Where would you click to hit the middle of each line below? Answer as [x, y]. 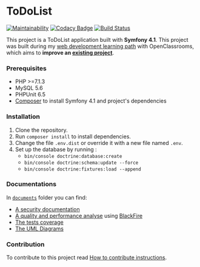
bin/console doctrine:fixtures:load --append [82, 169]
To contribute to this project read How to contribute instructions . [87, 258]
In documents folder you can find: [47, 197]
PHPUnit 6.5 [30, 95]
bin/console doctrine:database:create [73, 156]
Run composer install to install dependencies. [73, 136]
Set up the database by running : [56, 149]
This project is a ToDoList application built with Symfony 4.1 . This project [98, 39]
